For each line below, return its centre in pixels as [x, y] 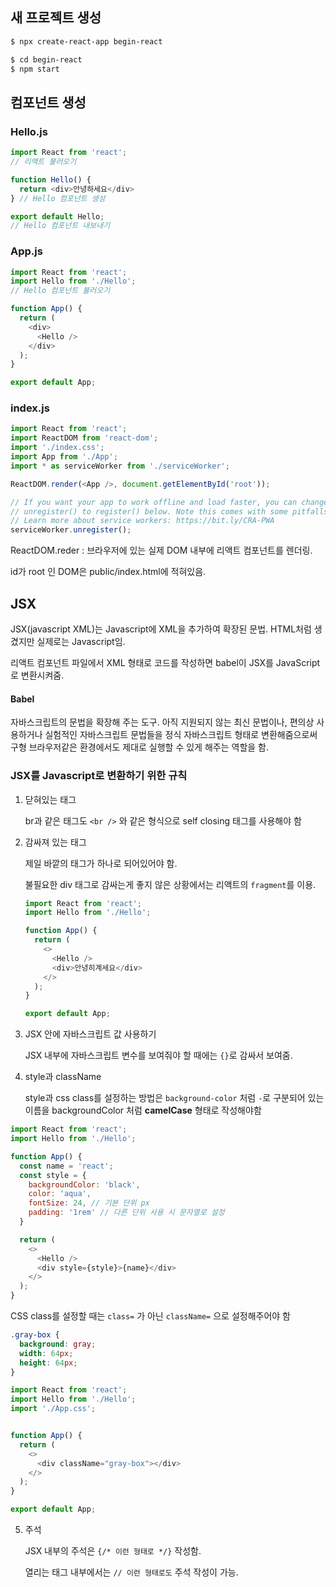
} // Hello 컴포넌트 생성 [58, 198]
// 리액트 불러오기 [43, 162]
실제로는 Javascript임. [81, 642]
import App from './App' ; [64, 457]
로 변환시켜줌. [37, 675]
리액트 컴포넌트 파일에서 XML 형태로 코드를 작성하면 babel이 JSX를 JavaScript [165, 663]
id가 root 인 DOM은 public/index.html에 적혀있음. [108, 572]
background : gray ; [58, 1344]
